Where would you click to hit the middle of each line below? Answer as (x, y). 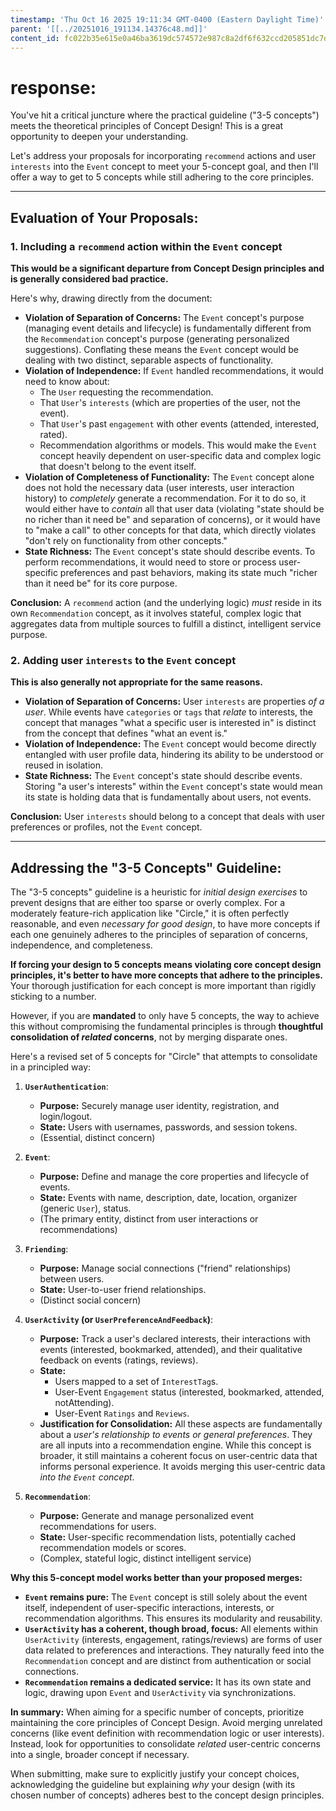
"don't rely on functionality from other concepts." (126, 540)
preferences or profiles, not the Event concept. (106, 827)
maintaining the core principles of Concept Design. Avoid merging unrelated (166, 1723)
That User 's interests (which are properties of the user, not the (170, 402)
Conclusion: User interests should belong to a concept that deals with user (168, 817)
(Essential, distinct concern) (97, 1138)
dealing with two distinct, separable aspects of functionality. (148, 360)
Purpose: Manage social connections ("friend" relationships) (165, 1268)
